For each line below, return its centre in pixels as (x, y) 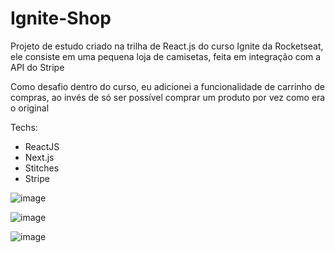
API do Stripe (37, 67)
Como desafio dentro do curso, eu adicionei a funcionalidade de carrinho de (167, 86)
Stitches (42, 168)
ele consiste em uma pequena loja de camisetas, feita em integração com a (166, 56)
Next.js (39, 157)
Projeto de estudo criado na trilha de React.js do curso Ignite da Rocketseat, (167, 46)
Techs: (24, 127)
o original (30, 108)
